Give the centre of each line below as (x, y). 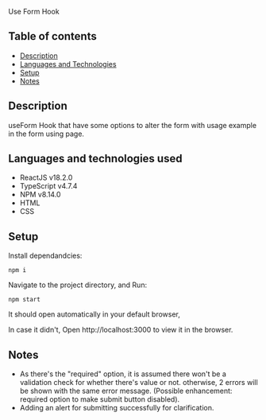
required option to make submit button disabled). (100, 399)
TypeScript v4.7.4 (48, 186)
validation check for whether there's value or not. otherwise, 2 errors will (139, 383)
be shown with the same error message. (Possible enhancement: (126, 391)
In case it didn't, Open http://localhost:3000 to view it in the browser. (121, 330)
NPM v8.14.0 (40, 195)
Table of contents (52, 36)
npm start (25, 300)
